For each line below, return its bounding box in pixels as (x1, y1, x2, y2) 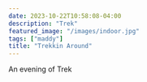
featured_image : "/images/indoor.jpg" (8, 27, 140, 35)
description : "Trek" (8, 19, 79, 28)
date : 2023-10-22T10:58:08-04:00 (8, 11, 122, 20)
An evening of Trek (8, 64, 72, 74)
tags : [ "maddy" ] (8, 34, 63, 43)
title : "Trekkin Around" (8, 42, 93, 50)
